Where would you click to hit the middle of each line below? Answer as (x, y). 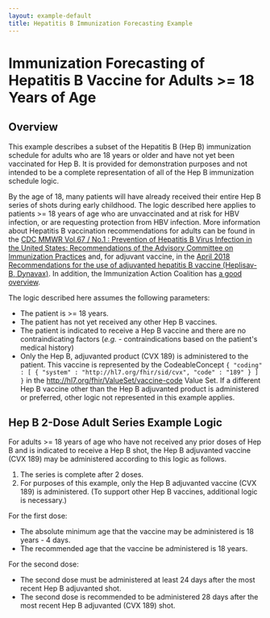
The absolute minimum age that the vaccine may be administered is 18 (137, 532)
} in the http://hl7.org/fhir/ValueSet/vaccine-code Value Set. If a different (140, 380)
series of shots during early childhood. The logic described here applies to (132, 205)
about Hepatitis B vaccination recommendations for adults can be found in (132, 230)
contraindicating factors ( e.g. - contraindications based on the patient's (139, 338)
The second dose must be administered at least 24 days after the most (137, 580)
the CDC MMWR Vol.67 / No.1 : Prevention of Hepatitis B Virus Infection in (130, 239)
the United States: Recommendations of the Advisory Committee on (121, 247)
